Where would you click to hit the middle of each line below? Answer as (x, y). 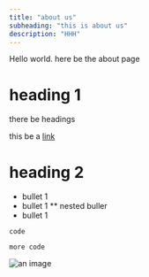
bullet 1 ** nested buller (64, 206)
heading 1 (45, 95)
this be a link (32, 136)
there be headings (42, 119)
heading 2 (47, 172)
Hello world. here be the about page (74, 59)
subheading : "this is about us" (68, 26)
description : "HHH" (45, 34)
